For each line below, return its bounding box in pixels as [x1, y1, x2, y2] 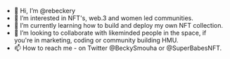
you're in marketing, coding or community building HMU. [13, 36, 179, 44]
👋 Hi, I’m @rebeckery [13, 7, 76, 15]
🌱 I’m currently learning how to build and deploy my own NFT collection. [13, 22, 224, 29]
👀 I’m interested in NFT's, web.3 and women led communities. [13, 14, 193, 22]
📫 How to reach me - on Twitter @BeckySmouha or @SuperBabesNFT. [13, 44, 222, 52]
